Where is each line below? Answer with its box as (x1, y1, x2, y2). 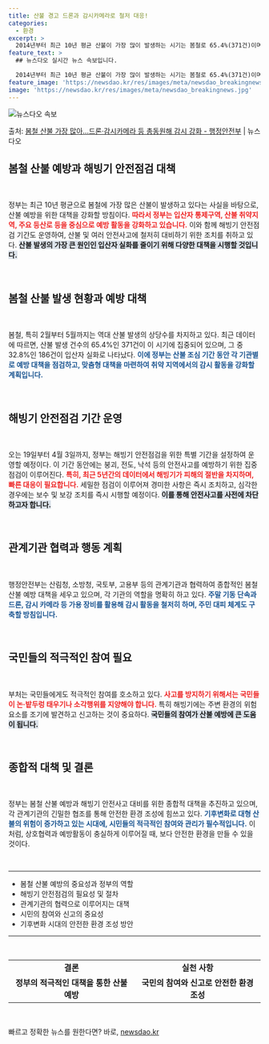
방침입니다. (22, 609, 58, 619)
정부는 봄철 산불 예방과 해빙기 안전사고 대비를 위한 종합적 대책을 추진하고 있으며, (8, 799, 259, 809)
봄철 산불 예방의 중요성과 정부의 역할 (19, 879, 134, 889)
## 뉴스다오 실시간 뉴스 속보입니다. (15, 57, 118, 65)
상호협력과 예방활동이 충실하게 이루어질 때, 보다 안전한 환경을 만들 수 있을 (25, 829, 254, 839)
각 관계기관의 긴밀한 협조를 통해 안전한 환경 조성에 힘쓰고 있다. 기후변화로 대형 (8, 809, 251, 819)
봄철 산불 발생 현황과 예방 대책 (8, 291, 147, 305)
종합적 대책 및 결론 (8, 760, 94, 774)
